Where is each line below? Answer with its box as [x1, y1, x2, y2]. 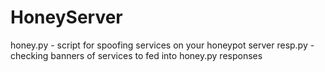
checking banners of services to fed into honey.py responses [10, 49, 263, 61]
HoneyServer [10, 6, 123, 29]
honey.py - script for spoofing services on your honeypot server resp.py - [10, 39, 315, 51]
